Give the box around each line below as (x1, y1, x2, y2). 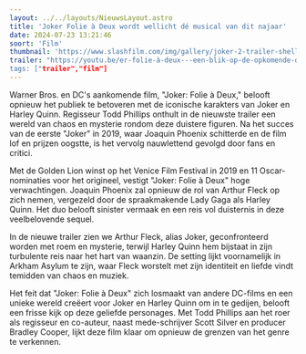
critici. (9, 147, 34, 158)
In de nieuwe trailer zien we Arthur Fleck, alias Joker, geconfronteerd (9, 231, 269, 242)
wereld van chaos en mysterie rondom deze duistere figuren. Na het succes (9, 118, 294, 129)
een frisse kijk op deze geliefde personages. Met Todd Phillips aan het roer (9, 307, 291, 318)
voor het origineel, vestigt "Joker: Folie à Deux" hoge (52, 174, 250, 185)
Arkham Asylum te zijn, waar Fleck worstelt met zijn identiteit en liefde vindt (9, 260, 294, 271)
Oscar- (259, 165, 286, 176)
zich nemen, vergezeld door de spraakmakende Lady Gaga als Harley (9, 193, 271, 205)
